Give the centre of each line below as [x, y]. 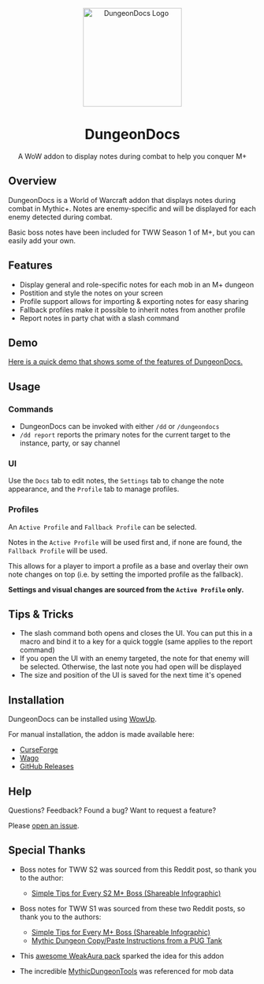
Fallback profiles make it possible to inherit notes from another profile [132, 310]
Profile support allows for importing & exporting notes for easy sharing [134, 301]
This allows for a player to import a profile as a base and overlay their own [128, 565]
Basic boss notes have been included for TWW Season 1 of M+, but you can [132, 232]
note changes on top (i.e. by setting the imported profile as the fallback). [126, 574]
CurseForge [39, 749]
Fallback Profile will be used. [58, 550]
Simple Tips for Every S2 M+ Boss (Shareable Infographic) [126, 893]
